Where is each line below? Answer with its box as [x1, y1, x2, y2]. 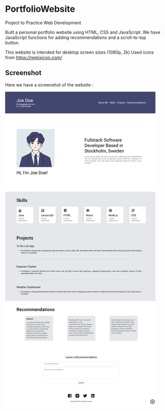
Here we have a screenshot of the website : [5, 82, 94, 88]
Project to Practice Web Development [5, 20, 81, 26]
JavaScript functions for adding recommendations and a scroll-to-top [5, 34, 146, 40]
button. [5, 39, 20, 45]
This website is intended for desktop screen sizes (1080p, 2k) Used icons [5, 49, 154, 55]
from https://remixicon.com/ [5, 54, 63, 60]
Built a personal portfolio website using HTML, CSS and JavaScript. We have [5, 29, 161, 35]
